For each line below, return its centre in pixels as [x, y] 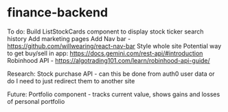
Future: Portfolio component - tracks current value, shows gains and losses [114, 94]
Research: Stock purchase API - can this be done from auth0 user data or [111, 74]
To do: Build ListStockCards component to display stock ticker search [105, 31]
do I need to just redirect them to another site [71, 81]
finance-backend [58, 13]
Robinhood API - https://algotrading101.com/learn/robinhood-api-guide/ [109, 60]
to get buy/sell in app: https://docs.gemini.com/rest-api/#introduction [105, 53]
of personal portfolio [36, 101]
